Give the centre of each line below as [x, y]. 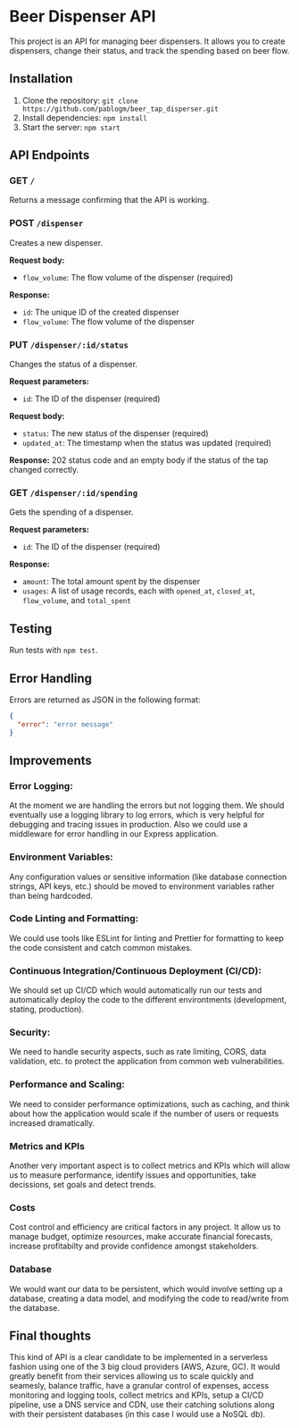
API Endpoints [50, 155]
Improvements [50, 760]
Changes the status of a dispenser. [74, 365]
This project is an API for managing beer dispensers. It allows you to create [147, 41]
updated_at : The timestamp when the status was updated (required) [147, 443]
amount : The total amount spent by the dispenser [111, 582]
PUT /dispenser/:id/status [69, 344]
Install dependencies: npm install [84, 117]
